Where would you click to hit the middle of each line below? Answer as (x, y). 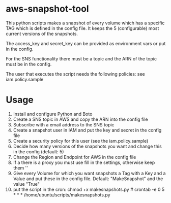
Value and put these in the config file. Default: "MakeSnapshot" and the (88, 179)
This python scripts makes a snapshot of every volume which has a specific (85, 23)
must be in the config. (29, 64)
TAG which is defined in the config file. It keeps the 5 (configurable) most (82, 28)
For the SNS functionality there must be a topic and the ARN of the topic (81, 58)
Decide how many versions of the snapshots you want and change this (87, 146)
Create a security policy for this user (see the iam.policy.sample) (81, 141)
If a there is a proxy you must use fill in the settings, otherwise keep (84, 162)
